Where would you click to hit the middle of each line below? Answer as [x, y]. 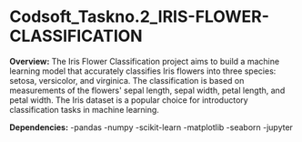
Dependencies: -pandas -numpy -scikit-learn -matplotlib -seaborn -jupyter [151, 127]
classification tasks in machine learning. [84, 109]
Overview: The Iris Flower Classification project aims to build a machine [145, 61]
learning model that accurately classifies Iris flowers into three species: [143, 71]
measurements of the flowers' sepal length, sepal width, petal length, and [147, 90]
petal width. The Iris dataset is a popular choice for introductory [129, 100]
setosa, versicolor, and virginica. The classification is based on [127, 80]
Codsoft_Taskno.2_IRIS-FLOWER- [140, 17]
